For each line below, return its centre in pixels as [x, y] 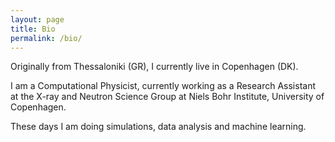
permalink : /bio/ [46, 38]
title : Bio [33, 29]
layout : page [37, 19]
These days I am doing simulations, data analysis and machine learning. [158, 127]
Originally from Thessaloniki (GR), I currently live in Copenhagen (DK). [154, 67]
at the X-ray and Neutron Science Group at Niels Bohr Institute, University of [167, 97]
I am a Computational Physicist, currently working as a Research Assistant [163, 86]
